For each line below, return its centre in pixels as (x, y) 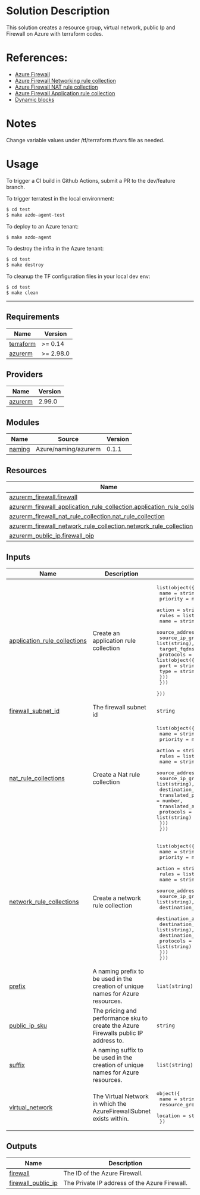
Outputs (22, 1146)
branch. (16, 187)
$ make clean (22, 293)
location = (171, 1116)
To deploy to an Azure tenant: (43, 226)
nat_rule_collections (37, 778)
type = (168, 671)
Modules (23, 422)
